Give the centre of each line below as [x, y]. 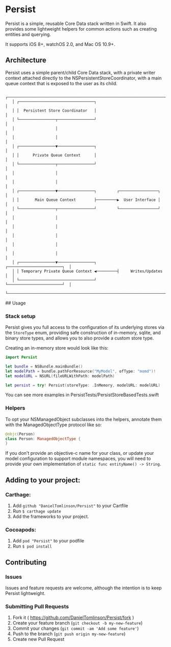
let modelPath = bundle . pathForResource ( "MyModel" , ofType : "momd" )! [81, 371]
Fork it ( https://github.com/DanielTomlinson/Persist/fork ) [73, 617]
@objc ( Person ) [20, 434]
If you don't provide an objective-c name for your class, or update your [80, 453]
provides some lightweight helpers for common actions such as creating [81, 29]
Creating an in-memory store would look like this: [57, 348]
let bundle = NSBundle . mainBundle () [44, 366]
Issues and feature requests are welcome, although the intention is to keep [83, 588]
